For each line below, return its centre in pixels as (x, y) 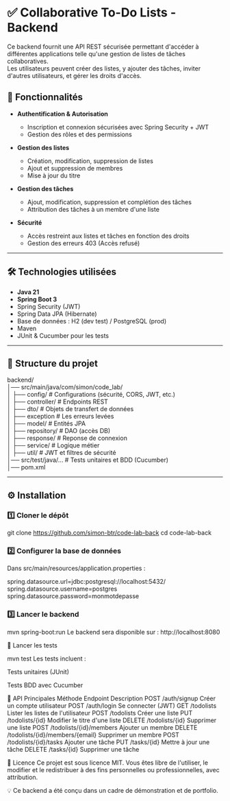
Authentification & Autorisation (62, 114)
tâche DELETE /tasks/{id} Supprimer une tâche (73, 749)
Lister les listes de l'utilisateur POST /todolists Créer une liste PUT (100, 713)
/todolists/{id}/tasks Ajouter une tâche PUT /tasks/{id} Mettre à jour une (108, 742)
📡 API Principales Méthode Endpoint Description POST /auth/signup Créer (111, 698)
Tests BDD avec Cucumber (45, 685)
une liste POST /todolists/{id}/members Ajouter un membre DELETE (102, 727)
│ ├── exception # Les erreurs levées (61, 417)
